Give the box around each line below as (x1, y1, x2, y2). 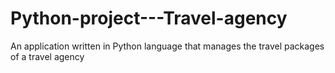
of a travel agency (10, 50, 85, 62)
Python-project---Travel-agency (10, 7, 288, 30)
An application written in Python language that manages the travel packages (10, 40, 325, 52)
